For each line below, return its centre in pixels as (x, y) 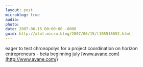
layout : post (19, 10)
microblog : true (22, 15)
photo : (12, 24)
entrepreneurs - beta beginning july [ (44, 54)
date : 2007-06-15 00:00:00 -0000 (41, 29)
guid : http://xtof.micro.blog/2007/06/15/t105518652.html (68, 34)
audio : (12, 19)
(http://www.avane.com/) (32, 59)
